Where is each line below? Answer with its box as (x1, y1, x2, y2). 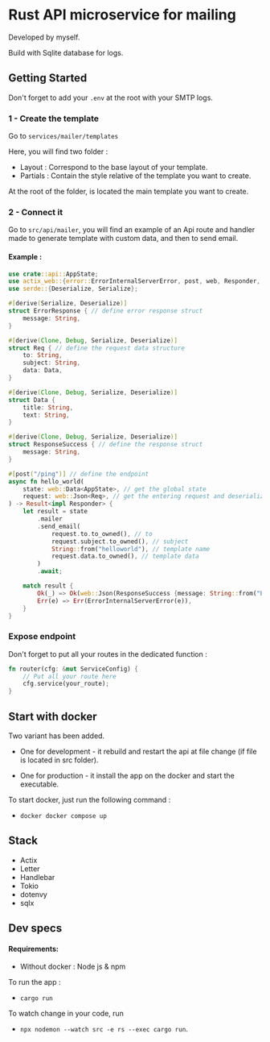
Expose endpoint (8, 631, 76, 642)
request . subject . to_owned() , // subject (51, 538, 189, 546)
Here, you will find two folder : (8, 147, 108, 156)
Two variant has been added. (8, 731, 105, 741)
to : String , (22, 351, 63, 359)
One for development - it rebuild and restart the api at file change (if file (19, 747, 257, 757)
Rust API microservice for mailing (8, 6, 237, 24)
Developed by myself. (8, 32, 80, 42)
